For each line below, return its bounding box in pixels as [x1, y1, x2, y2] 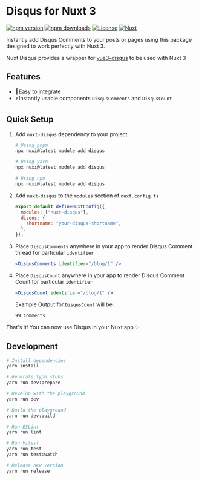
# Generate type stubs [6, 374, 64, 380]
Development [6, 341, 59, 352]
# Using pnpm [15, 142, 48, 148]
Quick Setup [6, 114, 54, 125]
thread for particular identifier [15, 249, 94, 257]
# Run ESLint [6, 424, 39, 430]
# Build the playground [6, 407, 67, 413]
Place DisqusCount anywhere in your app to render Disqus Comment [15, 271, 185, 279]
